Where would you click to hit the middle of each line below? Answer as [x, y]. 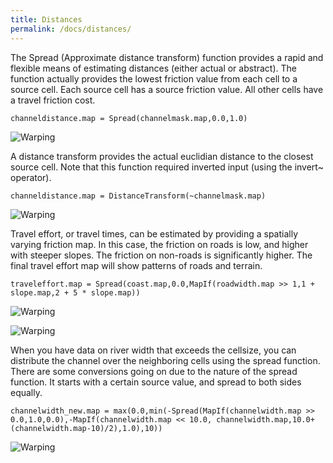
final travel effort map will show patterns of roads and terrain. [136, 265]
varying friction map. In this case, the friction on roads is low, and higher [159, 244]
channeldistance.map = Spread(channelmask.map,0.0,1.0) [129, 118]
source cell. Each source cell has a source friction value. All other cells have [167, 89]
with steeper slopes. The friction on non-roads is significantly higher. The [161, 255]
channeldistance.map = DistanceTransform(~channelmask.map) [138, 196]
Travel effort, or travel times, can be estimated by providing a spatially [154, 233]
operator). [31, 177]
